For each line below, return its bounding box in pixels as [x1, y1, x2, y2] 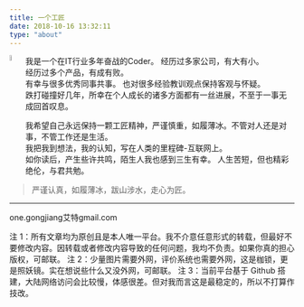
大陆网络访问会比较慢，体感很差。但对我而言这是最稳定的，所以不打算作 [24, 276, 295, 287]
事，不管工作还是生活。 [25, 132, 113, 143]
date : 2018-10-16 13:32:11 [9, 22, 111, 31]
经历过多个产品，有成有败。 [25, 67, 129, 78]
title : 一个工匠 [9, 13, 65, 23]
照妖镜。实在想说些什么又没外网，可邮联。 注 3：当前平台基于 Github [16, 265, 276, 276]
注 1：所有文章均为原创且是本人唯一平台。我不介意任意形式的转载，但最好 [9, 231, 285, 242]
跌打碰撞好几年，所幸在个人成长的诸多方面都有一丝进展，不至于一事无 [25, 89, 288, 100]
